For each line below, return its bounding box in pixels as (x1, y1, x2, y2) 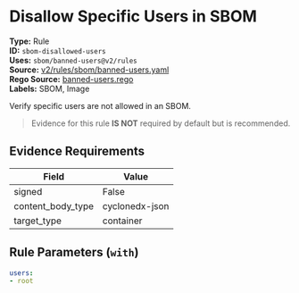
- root (9, 277, 34, 286)
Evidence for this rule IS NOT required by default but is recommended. (30, 118, 291, 129)
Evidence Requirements (9, 144, 145, 159)
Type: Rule (9, 36, 50, 46)
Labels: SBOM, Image (9, 83, 90, 94)
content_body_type (13, 199, 95, 212)
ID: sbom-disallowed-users (9, 45, 106, 55)
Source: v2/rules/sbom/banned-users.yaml (9, 64, 170, 75)
